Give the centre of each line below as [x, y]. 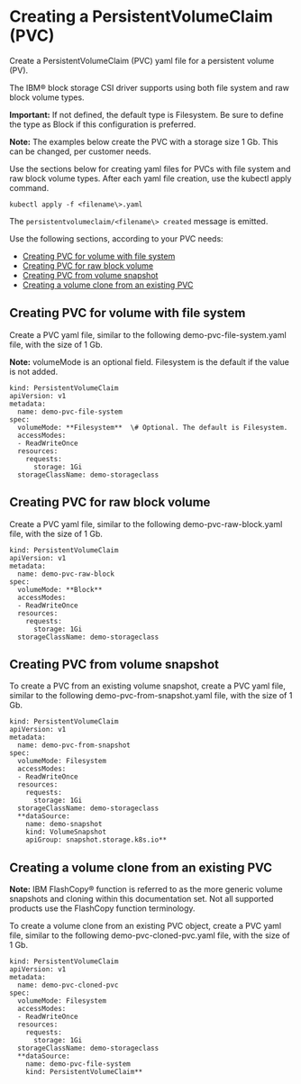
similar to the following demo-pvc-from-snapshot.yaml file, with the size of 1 [151, 696]
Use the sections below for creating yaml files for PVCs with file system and [150, 169]
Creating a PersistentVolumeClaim [141, 17]
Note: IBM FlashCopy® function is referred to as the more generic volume [146, 889]
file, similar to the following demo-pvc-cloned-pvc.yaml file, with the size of [150, 935]
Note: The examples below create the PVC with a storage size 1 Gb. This [144, 141]
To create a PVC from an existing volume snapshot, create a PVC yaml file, [147, 686]
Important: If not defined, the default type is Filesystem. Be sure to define [146, 114]
